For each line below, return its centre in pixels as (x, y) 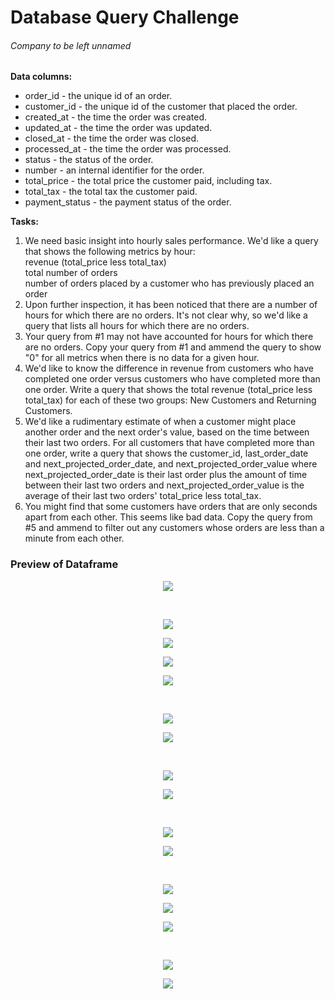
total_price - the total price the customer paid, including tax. (148, 181)
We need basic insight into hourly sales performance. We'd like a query (171, 241)
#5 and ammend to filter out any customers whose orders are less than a (174, 528)
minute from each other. (74, 538)
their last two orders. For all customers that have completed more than (169, 443)
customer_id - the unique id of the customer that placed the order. (161, 107)
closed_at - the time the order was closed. (112, 138)
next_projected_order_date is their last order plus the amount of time (166, 475)
